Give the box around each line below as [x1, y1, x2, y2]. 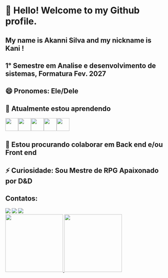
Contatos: [5, 194, 38, 203]
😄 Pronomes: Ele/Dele [5, 87, 78, 95]
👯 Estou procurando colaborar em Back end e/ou [5, 140, 163, 149]
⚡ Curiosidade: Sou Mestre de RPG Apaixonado [5, 166, 159, 175]
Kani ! [5, 44, 25, 53]
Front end [5, 148, 37, 157]
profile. [5, 15, 37, 27]
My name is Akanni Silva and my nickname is [5, 36, 152, 45]
